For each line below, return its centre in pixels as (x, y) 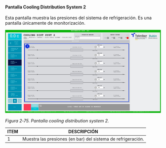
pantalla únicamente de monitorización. (45, 23)
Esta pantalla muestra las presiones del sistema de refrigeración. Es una (79, 18)
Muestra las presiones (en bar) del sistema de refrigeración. (83, 139)
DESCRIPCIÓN (83, 132)
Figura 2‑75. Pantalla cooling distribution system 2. (57, 120)
